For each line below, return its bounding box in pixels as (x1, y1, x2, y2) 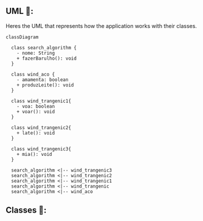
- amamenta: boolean (16, 77, 69, 83)
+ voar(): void (16, 108, 55, 114)
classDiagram (5, 34, 39, 40)
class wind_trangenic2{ (11, 124, 71, 131)
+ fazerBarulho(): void (16, 55, 77, 61)
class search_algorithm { (11, 44, 77, 51)
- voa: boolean (16, 103, 55, 110)
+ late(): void (16, 130, 55, 136)
